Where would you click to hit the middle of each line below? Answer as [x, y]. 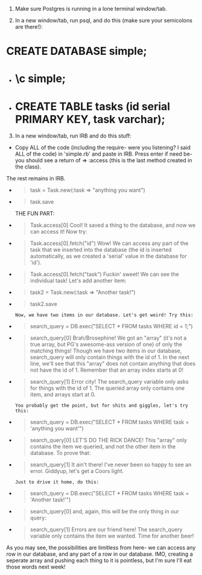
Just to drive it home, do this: [57, 482]
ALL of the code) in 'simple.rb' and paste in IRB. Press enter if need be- [104, 154]
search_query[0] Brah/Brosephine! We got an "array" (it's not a [108, 338]
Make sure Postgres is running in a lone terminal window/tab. [91, 9]
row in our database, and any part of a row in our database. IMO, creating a [99, 554]
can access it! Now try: [58, 232]
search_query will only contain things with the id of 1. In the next [110, 357]
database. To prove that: [60, 453]
